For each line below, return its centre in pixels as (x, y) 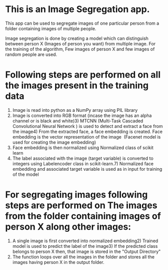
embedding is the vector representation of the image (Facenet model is (87, 137)
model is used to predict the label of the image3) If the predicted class (85, 246)
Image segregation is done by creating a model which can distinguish (77, 38)
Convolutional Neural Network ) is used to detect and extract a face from (88, 126)
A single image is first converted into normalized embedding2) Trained (85, 241)
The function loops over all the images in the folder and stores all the (83, 257)
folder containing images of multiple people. (51, 28)
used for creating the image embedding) (54, 142)
